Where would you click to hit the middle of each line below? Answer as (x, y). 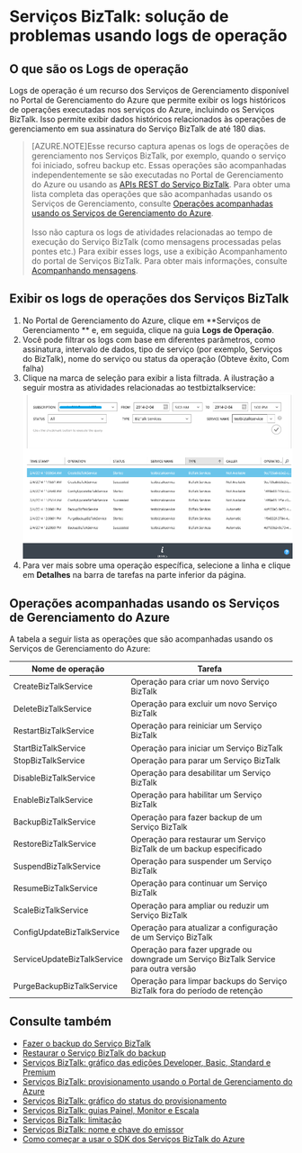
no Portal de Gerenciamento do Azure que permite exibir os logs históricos (147, 100)
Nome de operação (68, 669)
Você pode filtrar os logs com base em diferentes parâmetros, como (149, 339)
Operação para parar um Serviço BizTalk (205, 760)
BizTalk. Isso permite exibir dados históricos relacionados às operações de (147, 119)
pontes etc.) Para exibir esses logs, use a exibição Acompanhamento (159, 251)
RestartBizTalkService (53, 730)
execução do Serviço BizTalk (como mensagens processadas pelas (156, 242)
